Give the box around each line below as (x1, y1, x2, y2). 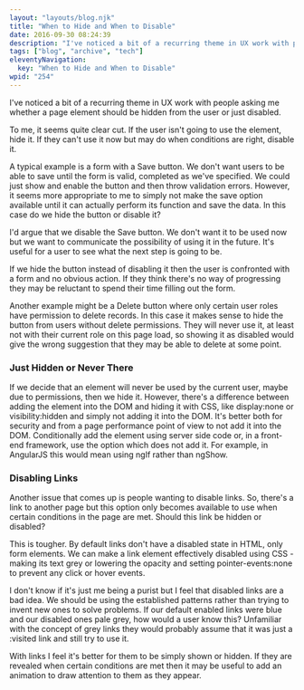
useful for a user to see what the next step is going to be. (9, 245, 223, 256)
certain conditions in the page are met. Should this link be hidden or (9, 512, 262, 522)
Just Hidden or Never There (9, 361, 134, 374)
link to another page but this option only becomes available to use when (9, 502, 278, 513)
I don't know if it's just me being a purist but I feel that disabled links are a (9, 585, 284, 596)
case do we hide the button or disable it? (9, 209, 161, 220)
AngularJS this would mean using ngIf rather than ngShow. (9, 449, 229, 460)
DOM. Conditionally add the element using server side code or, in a (9, 430, 260, 441)
